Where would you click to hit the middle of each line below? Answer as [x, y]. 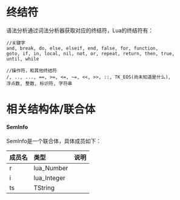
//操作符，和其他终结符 [32, 70]
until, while [23, 59]
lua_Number [51, 168]
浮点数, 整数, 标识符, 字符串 [39, 83]
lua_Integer [49, 178]
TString [44, 188]
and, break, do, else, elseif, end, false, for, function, [82, 48]
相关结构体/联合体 [51, 109]
